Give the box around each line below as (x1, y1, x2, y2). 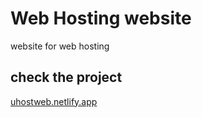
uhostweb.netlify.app (10, 95, 98, 107)
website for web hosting (10, 40, 110, 52)
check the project (10, 69, 123, 86)
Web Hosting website (10, 7, 192, 30)
